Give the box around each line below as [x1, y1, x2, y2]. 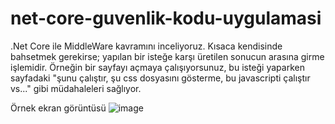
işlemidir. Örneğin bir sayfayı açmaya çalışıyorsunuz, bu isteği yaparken [10, 61, 305, 73]
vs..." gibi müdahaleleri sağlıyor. [10, 82, 142, 94]
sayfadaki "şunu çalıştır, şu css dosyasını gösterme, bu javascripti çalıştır [10, 72, 311, 84]
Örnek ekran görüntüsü [10, 102, 107, 114]
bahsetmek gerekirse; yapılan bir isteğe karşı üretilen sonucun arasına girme [10, 50, 325, 62]
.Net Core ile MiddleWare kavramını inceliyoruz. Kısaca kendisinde [10, 40, 283, 52]
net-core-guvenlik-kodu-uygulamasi [10, 7, 322, 30]
